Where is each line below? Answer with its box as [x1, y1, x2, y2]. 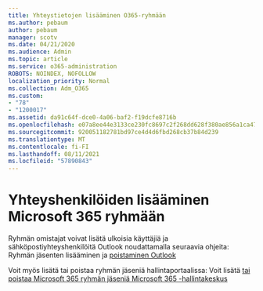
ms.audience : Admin [8, 48, 72, 56]
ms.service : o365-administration [8, 63, 117, 71]
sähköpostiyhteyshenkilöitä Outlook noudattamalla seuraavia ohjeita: [8, 242, 229, 252]
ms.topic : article [8, 56, 68, 64]
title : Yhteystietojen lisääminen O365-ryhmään [8, 11, 167, 20]
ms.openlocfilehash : [8, 121, 76, 129]
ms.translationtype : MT [8, 135, 86, 144]
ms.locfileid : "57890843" [8, 158, 92, 166]
